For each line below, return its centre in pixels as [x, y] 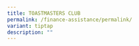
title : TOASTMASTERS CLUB [44, 13]
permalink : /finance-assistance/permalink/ [70, 20]
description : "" [30, 32]
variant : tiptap [30, 26]
